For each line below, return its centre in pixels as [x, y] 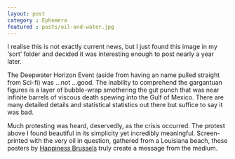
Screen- [208, 133]
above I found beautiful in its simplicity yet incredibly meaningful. [101, 133]
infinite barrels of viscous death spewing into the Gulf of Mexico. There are [116, 97]
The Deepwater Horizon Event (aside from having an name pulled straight [114, 75]
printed [18, 141]
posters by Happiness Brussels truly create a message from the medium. [113, 148]
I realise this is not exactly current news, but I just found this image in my [112, 47]
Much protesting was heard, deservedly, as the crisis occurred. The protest [116, 126]
